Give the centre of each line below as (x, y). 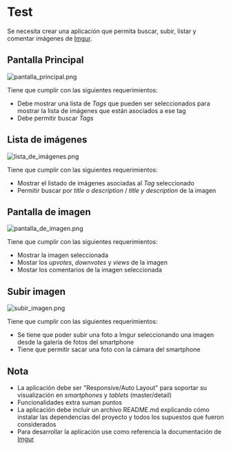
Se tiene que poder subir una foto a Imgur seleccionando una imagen (115, 335)
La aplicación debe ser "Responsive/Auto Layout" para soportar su (112, 388)
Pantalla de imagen (49, 212)
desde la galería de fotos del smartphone (76, 342)
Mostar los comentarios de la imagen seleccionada (89, 270)
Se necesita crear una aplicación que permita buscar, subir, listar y (102, 31)
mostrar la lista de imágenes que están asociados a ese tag (101, 110)
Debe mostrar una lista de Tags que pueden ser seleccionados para (113, 103)
